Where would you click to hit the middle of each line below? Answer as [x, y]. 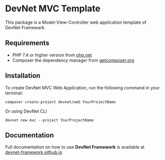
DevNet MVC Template [53, 9]
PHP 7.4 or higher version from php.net [52, 55]
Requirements [27, 43]
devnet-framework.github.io [34, 152]
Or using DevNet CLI [26, 111]
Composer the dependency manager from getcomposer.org [73, 60]
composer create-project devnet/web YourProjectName [61, 102]
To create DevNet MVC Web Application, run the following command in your [82, 87]
